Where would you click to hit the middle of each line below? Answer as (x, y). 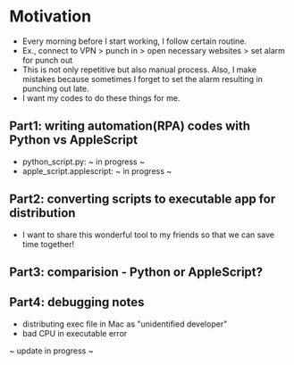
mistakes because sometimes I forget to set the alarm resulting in (143, 79)
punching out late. (55, 88)
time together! (48, 244)
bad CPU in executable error (75, 333)
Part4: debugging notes (77, 302)
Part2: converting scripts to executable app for (143, 199)
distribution (42, 213)
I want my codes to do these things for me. (101, 98)
